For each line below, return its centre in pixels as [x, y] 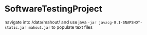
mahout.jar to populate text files [61, 27]
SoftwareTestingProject [54, 9]
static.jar [16, 27]
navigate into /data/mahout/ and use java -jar [51, 22]
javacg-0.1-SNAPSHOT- [120, 23]
